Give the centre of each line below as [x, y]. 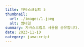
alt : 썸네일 [20, 23]
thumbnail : [16, 14]
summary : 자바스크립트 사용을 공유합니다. [42, 28]
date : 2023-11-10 [23, 32]
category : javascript [28, 37]
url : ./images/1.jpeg [32, 19]
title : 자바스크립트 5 [26, 10]
